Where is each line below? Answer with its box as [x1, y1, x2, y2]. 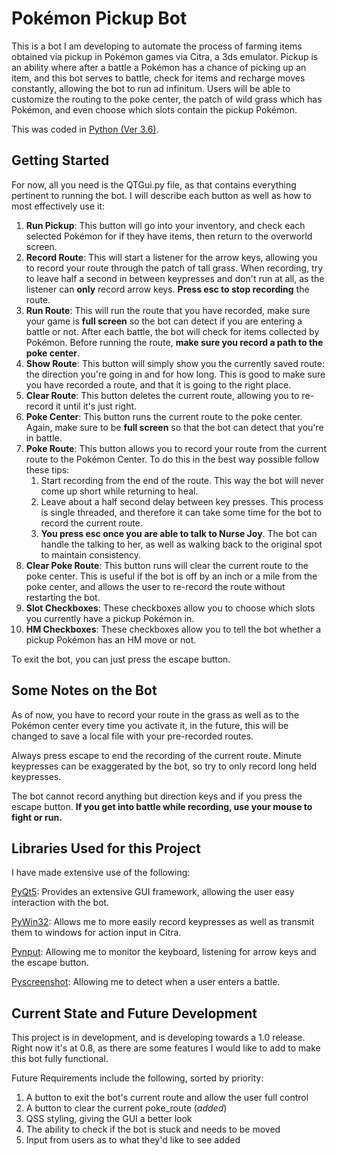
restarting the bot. [25, 591, 101, 603]
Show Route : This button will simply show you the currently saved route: [25, 357, 325, 369]
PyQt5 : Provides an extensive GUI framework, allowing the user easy [11, 886, 295, 898]
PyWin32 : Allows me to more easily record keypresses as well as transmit [11, 916, 315, 928]
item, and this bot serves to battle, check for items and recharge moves [11, 72, 306, 84]
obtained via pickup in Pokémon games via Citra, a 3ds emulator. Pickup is [11, 50, 319, 62]
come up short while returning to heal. [40, 485, 199, 497]
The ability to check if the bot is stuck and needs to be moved [25, 1123, 281, 1136]
